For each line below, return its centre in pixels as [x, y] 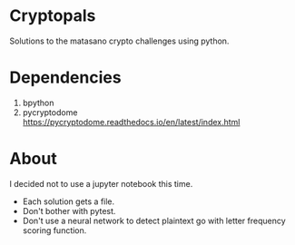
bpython [38, 103]
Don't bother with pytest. [69, 211]
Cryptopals [53, 16]
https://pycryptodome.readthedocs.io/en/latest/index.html [131, 122]
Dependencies [65, 78]
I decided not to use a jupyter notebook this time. [101, 183]
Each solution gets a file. [69, 201]
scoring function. [54, 230]
